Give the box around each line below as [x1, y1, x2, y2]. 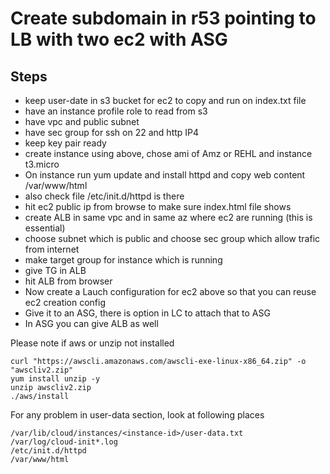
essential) [24, 222, 66, 234]
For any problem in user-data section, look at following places [10, 409, 265, 421]
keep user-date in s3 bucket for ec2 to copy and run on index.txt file [24, 95, 307, 106]
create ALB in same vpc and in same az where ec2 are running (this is [24, 212, 313, 223]
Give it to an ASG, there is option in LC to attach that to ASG [24, 307, 271, 319]
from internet [24, 243, 80, 255]
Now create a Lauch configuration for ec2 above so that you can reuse [24, 286, 317, 297]
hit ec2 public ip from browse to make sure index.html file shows [24, 201, 292, 212]
